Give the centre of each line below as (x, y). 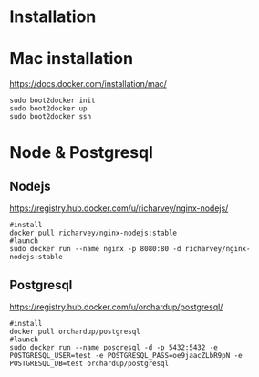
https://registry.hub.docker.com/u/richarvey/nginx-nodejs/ (119, 208)
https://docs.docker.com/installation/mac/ (88, 84)
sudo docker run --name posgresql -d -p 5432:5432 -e (114, 347)
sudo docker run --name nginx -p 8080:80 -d (95, 249)
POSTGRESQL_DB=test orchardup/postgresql (89, 363)
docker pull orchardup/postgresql (75, 331)
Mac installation (72, 59)
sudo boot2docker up (49, 109)
